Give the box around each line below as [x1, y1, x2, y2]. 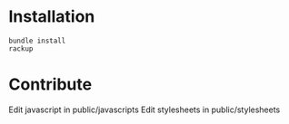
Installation [8, 6, 95, 27]
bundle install [8, 36, 66, 45]
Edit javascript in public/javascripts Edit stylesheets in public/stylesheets [8, 104, 281, 115]
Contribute [8, 74, 93, 95]
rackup [8, 43, 34, 53]
